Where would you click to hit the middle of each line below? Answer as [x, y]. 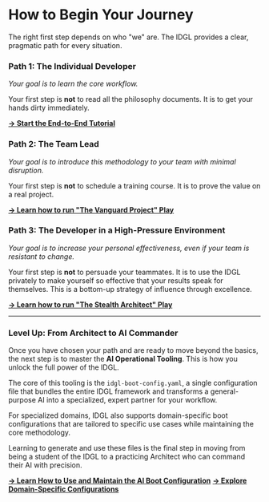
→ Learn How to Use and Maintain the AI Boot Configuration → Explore [128, 481]
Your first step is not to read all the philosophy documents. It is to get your [131, 99]
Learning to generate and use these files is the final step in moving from [127, 448]
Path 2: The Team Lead [54, 144]
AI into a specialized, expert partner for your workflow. [127, 400]
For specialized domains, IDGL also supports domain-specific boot [118, 415]
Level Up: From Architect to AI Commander [93, 333]
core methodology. [39, 433]
